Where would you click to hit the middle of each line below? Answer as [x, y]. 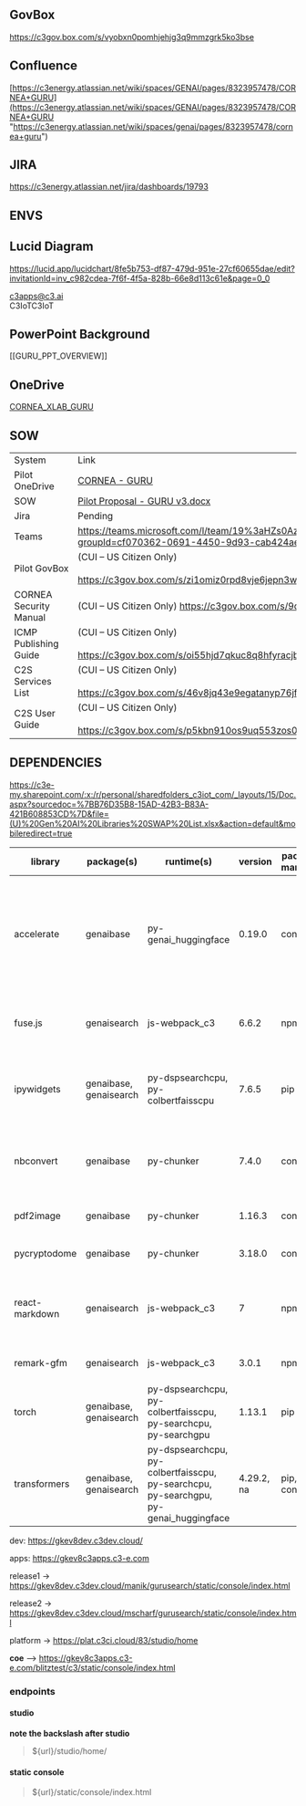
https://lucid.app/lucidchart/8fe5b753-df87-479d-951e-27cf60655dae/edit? [153, 268]
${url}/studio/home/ [69, 1751]
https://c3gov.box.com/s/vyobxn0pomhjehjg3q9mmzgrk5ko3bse [132, 37]
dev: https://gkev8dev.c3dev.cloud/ [76, 1540]
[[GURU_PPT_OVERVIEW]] [58, 356]
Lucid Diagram [51, 247]
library [46, 861]
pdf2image [37, 1216]
